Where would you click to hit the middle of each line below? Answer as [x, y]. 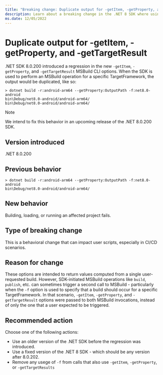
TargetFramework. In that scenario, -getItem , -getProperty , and [69, 295]
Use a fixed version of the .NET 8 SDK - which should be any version [81, 352]
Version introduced [35, 142]
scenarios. [16, 247]
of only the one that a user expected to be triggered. [57, 305]
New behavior [27, 204]
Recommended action [39, 320]
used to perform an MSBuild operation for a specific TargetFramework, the [80, 77]
